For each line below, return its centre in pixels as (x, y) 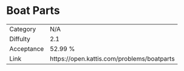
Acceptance (27, 49)
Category (23, 29)
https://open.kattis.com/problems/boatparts (112, 58)
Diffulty (20, 39)
